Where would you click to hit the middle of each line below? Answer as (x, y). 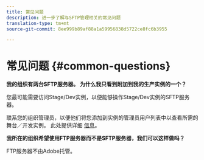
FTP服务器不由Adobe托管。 (41, 151)
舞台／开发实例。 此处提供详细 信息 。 (53, 125)
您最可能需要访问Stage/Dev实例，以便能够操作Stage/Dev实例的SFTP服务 (98, 97)
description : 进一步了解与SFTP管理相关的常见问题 (64, 18)
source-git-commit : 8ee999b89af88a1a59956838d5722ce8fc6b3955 (87, 29)
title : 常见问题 (25, 12)
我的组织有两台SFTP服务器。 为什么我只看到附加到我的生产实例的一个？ (97, 84)
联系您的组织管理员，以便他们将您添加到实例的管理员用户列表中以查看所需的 (102, 118)
